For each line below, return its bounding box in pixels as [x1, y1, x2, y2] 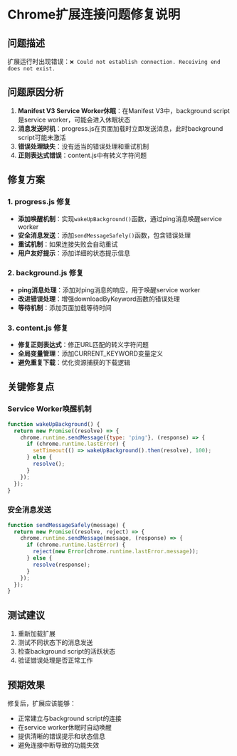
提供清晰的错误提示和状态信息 [17, 732, 105, 740]
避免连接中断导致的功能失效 [17, 740, 100, 749]
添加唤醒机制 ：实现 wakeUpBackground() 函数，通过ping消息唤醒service [17, 214, 222, 223]
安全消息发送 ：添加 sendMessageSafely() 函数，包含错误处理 [17, 230, 191, 239]
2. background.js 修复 [7, 268, 84, 278]
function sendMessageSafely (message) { [7, 521, 126, 528]
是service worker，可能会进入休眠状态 [17, 115, 131, 124]
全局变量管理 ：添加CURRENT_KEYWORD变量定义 [17, 349, 164, 358]
